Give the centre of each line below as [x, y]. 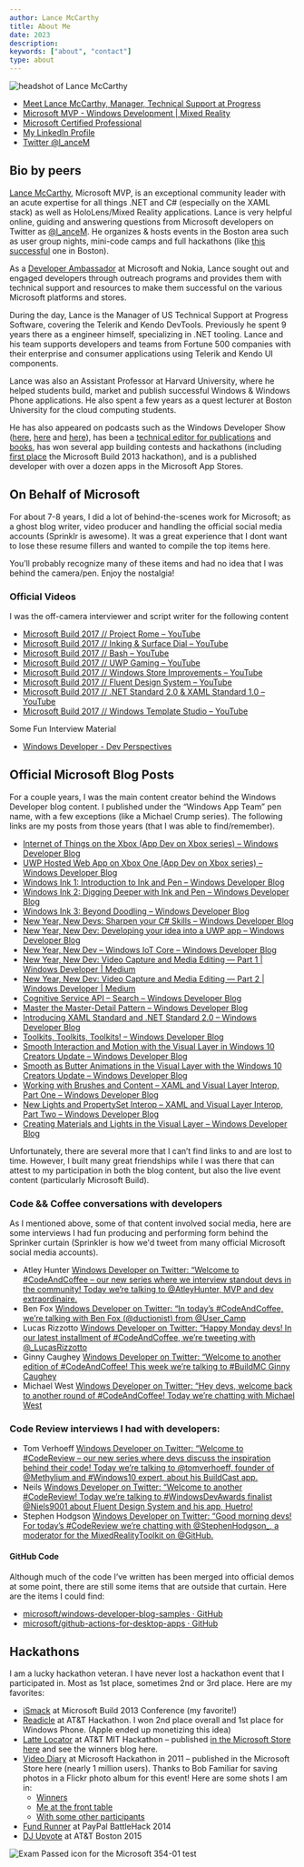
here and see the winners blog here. [90, 1749]
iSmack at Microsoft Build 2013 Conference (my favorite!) [130, 1711]
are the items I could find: [57, 1596]
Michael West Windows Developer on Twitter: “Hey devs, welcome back [157, 1386]
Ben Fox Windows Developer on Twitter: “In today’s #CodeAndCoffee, [153, 1309]
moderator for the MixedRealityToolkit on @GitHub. [118, 1536]
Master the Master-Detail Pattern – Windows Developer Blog [135, 1008]
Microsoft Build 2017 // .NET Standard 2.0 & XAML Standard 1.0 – [144, 691]
